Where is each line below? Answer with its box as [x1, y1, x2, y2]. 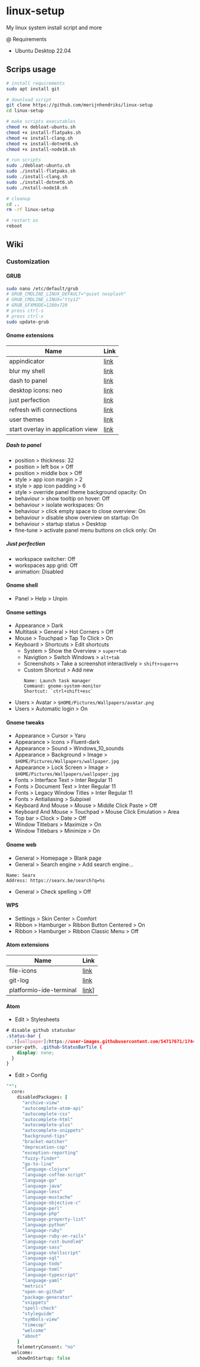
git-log [9, 976, 29, 984]
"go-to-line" [21, 1161, 55, 1167]
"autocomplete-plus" [21, 1122, 73, 1128]
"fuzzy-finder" [21, 1155, 60, 1161]
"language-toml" [21, 1267, 62, 1273]
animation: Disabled [14, 568, 64, 575]
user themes [9, 415, 45, 424]
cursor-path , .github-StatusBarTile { [6, 1044, 102, 1050]
